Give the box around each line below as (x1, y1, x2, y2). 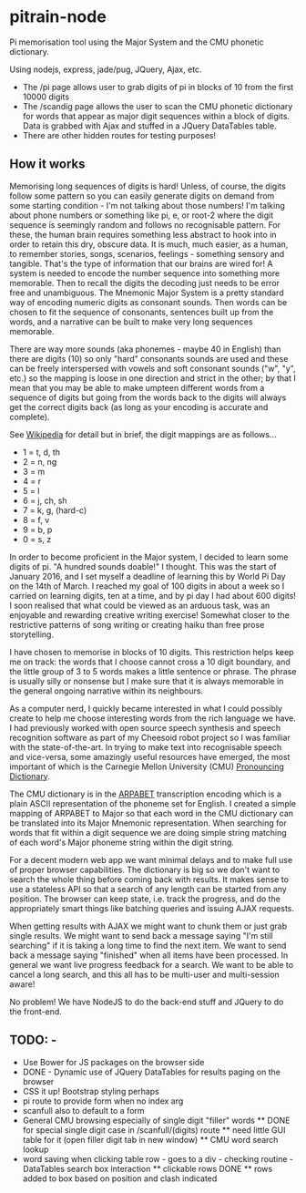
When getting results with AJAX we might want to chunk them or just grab (9, 920, 288, 931)
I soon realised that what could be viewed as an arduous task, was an (9, 600, 270, 611)
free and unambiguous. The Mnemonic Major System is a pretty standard (9, 287, 284, 298)
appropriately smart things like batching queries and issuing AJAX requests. (9, 902, 294, 913)
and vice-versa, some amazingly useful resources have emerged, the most (9, 751, 291, 762)
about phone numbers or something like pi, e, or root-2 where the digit (9, 210, 274, 221)
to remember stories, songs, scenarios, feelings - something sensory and (9, 248, 285, 259)
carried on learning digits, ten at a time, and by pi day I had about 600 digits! (9, 590, 296, 601)
